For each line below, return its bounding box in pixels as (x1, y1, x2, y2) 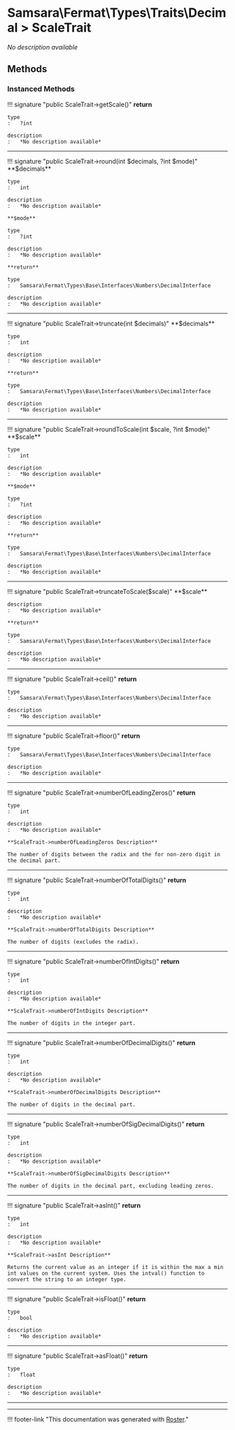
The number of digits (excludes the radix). (7, 938, 139, 945)
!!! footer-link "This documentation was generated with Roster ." (7, 1415, 189, 1423)
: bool (7, 1314, 33, 1322)
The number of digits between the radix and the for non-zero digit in (7, 851, 220, 858)
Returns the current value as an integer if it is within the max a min (7, 1263, 224, 1270)
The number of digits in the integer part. (7, 1019, 136, 1026)
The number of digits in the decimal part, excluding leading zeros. (7, 1182, 215, 1189)
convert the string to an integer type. (7, 1275, 127, 1283)
